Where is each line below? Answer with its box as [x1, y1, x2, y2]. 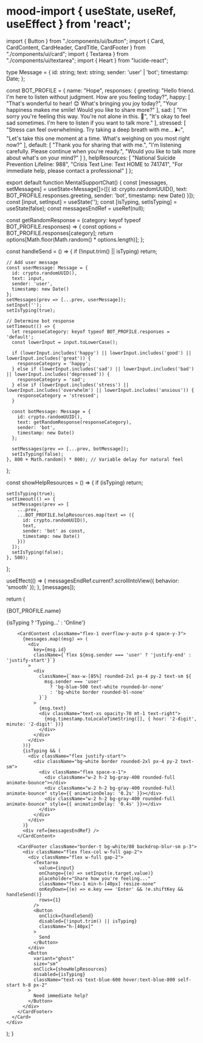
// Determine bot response [6, 318, 75, 324]
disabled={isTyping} [33, 971, 86, 977]
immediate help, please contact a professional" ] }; [6, 167, 133, 174]
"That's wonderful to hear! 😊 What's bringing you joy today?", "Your [6, 99, 177, 107]
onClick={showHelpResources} [33, 966, 108, 972]
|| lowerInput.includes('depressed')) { [6, 371, 111, 377]
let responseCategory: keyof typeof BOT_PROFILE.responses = [12, 329, 170, 335]
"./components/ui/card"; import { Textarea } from [6, 50, 129, 57]
